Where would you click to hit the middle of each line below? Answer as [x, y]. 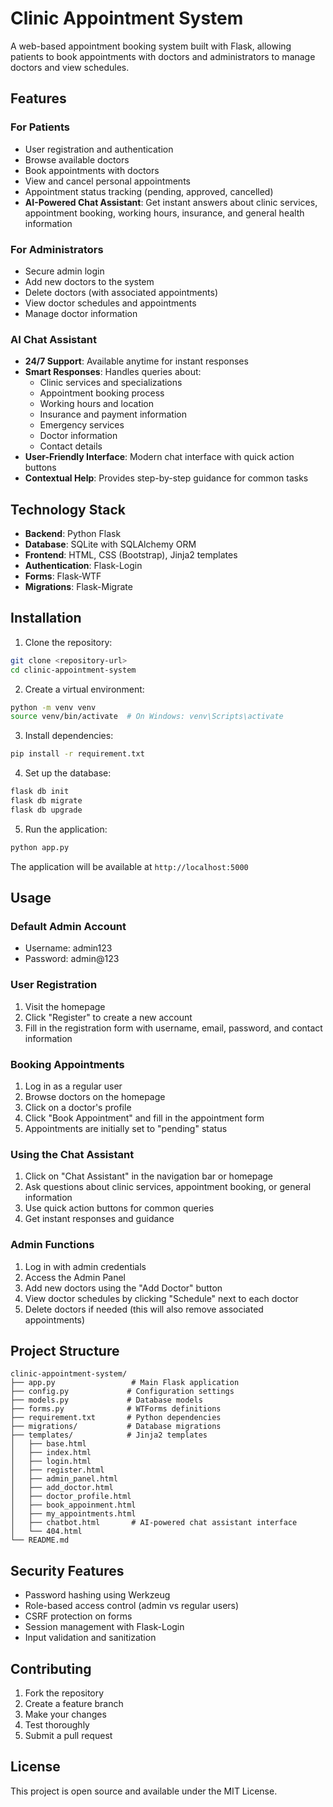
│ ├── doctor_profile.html [71, 1497]
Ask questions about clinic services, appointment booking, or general [168, 1187]
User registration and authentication [99, 149]
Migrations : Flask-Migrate [78, 587]
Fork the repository [64, 1693]
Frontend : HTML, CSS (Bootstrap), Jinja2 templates [131, 555]
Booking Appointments [67, 1064]
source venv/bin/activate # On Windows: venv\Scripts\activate [147, 717]
